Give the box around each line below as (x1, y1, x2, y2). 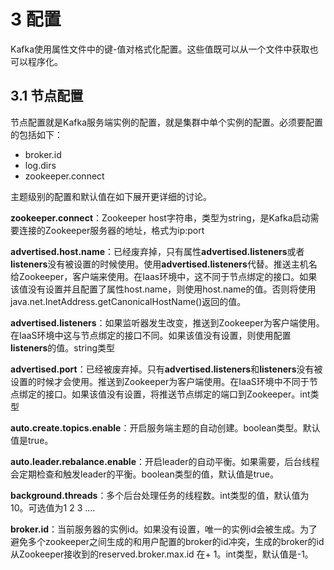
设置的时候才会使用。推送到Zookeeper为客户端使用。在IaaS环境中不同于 (10, 375, 310, 387)
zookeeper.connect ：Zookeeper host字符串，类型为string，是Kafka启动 (10, 211, 311, 224)
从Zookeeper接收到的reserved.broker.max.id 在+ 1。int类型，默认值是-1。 (10, 548, 314, 560)
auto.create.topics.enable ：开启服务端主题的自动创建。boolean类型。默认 (10, 421, 321, 434)
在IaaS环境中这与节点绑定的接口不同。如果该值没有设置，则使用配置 (10, 329, 292, 341)
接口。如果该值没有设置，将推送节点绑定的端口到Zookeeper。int (44, 388, 311, 400)
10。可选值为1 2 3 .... (10, 501, 96, 514)
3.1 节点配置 (10, 88, 84, 105)
